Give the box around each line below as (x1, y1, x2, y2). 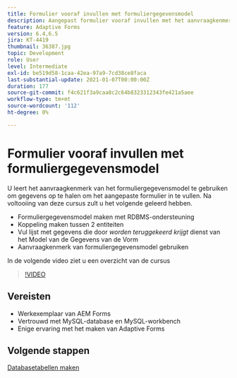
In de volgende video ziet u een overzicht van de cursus (7, 256, 171, 265)
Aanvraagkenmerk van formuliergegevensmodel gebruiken (17, 242, 189, 251)
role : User (7, 57, 39, 64)
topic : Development (7, 50, 65, 57)
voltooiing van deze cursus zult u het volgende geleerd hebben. (7, 199, 193, 207)
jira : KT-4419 (7, 37, 49, 44)
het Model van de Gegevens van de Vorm (17, 235, 139, 244)
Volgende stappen (7, 344, 90, 357)
